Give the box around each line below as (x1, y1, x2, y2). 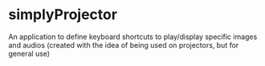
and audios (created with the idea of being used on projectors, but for (8, 40, 239, 49)
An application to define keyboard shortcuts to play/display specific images (8, 32, 258, 41)
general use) (8, 49, 51, 58)
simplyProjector (8, 6, 118, 24)
